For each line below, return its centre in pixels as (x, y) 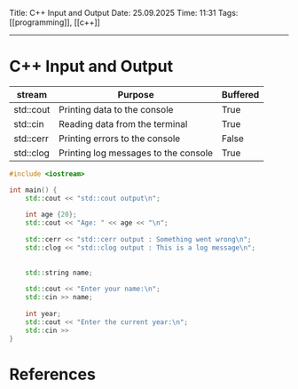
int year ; (43, 314)
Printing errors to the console (120, 139)
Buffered (240, 94)
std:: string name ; (59, 273)
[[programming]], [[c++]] (55, 22)
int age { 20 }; (51, 215)
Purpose (136, 94)
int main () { (33, 190)
